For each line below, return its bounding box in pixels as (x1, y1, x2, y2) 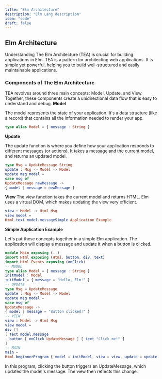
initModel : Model (5, 273, 42, 278)
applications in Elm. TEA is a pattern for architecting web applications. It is (5, 57, 153, 63)
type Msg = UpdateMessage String (5, 162, 73, 168)
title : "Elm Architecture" (5, 7, 60, 12)
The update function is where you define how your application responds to (5, 143, 154, 149)
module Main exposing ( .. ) (5, 251, 60, 255)
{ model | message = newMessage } (5, 185, 75, 190)
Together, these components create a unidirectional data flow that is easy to (5, 95, 157, 101)
